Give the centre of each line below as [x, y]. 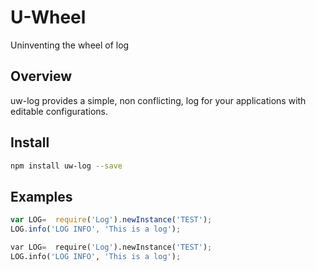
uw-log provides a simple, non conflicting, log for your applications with [158, 100]
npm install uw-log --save [66, 166]
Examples [41, 196]
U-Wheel [48, 17]
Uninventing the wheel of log [70, 45]
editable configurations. [59, 111]
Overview [41, 76]
